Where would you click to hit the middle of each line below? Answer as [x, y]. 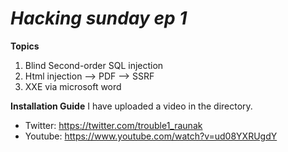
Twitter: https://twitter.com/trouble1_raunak [113, 125]
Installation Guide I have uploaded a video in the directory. [131, 106]
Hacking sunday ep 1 [99, 18]
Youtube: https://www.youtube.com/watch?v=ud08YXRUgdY [151, 136]
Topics [25, 46]
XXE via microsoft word [73, 86]
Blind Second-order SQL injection [94, 65]
